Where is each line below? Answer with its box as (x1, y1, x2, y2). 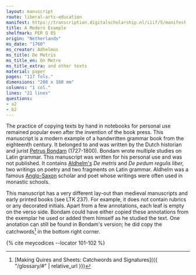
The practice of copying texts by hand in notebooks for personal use (6, 122, 171, 129)
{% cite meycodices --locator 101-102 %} (6, 239, 106, 246)
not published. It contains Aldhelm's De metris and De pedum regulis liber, (6, 160, 184, 167)
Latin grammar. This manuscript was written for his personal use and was (6, 153, 183, 161)
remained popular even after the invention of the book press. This (6, 129, 164, 136)
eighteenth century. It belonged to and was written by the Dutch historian (6, 141, 182, 148)
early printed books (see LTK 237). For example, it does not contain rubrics (6, 196, 187, 203)
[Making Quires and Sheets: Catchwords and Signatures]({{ (14, 256, 157, 263)
